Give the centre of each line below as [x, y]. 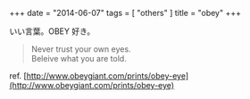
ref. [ [18, 76]
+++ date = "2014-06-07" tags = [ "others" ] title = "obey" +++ [125, 13]
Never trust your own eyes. [81, 49]
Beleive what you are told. [79, 58]
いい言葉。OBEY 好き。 [52, 31]
